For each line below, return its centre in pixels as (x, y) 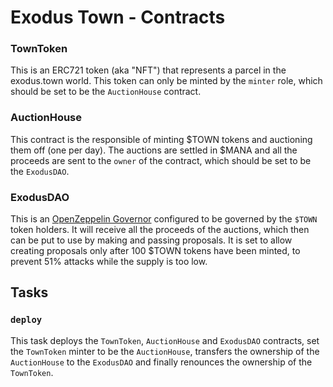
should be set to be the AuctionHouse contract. (106, 92)
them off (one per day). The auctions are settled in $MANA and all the (154, 150)
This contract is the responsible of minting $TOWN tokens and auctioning (161, 139)
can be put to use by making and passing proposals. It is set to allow (151, 240)
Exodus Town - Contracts (118, 17)
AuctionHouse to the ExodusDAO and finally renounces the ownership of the (161, 362)
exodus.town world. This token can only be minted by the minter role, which (166, 81)
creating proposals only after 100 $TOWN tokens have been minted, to (155, 251)
